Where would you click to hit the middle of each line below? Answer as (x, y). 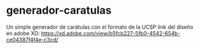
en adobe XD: (23, 33)
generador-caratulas (59, 10)
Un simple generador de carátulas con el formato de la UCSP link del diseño (100, 27)
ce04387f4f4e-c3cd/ (32, 39)
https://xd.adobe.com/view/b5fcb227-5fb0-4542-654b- (111, 33)
